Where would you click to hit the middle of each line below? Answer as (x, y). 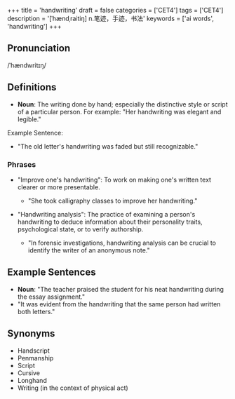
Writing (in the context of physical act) (73, 388)
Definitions (32, 87)
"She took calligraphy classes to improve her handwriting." (113, 201)
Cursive (29, 373)
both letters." (36, 311)
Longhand (32, 380)
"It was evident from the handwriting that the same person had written (119, 304)
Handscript (34, 351)
